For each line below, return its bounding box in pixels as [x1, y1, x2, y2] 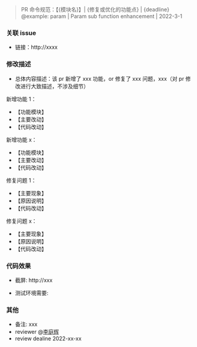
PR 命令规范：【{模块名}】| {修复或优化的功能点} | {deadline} [20, 6, 170, 13]
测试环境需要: [14, 289, 49, 296]
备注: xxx [14, 320, 38, 328]
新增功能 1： [6, 95, 37, 102]
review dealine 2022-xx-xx [14, 335, 82, 342]
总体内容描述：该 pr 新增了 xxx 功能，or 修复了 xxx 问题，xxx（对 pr [14, 75, 184, 82]
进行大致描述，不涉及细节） [20, 83, 89, 90]
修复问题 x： [6, 217, 37, 225]
